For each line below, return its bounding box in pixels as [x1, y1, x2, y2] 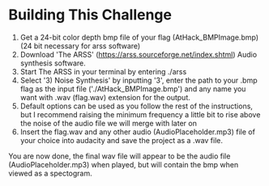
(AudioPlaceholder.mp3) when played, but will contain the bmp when [8, 159, 239, 169]
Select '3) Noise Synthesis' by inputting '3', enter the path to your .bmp [19, 75, 258, 85]
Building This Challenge [8, 6, 173, 24]
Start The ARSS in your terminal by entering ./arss [19, 66, 187, 76]
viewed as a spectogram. [8, 168, 93, 178]
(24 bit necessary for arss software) [19, 40, 141, 50]
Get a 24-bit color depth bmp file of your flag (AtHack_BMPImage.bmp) [19, 32, 259, 42]
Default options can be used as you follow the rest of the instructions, [19, 101, 254, 111]
